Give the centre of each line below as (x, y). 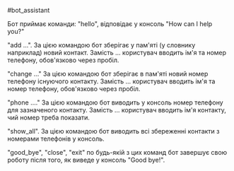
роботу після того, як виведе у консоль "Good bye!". (86, 160)
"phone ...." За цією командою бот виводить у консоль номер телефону (116, 102)
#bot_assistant (29, 10)
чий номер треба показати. (49, 117)
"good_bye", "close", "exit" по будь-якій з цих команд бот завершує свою (117, 152)
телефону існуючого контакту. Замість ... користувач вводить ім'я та (111, 81)
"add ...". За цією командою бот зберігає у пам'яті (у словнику (101, 45)
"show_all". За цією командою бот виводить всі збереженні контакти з (113, 131)
